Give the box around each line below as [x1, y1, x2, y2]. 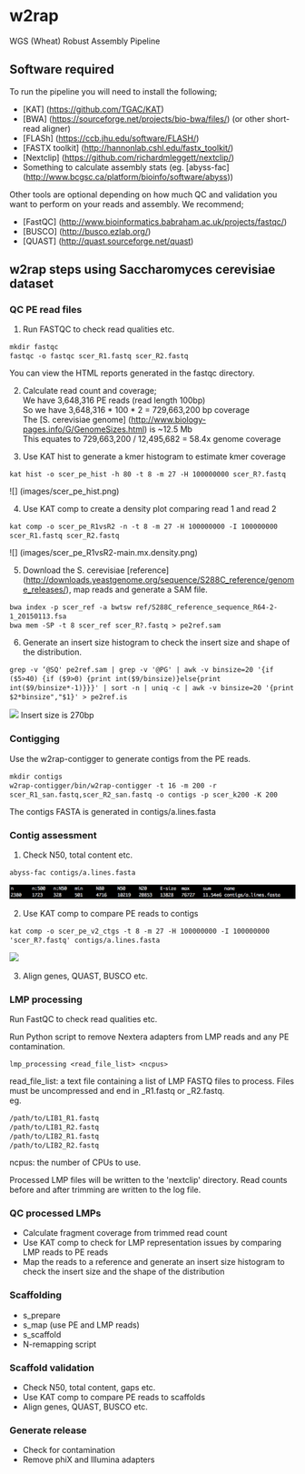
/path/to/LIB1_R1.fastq [9, 1114, 100, 1123]
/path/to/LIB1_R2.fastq [9, 1123, 100, 1132]
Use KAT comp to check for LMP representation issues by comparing [22, 1238, 282, 1248]
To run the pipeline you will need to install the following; [9, 85, 218, 96]
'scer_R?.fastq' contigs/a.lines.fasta [9, 936, 161, 945]
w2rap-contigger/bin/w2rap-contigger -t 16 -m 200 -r [9, 781, 218, 790]
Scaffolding [9, 1288, 62, 1301]
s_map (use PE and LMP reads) [22, 1319, 141, 1330]
